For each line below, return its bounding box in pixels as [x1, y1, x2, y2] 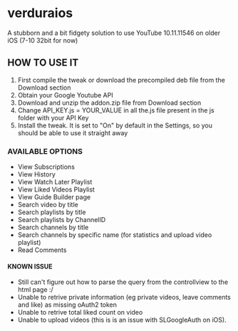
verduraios [7, 5, 73, 21]
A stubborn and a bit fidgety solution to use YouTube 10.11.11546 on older [7, 28, 221, 37]
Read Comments [17, 246, 67, 254]
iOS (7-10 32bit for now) [7, 36, 78, 44]
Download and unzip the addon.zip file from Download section [17, 98, 202, 107]
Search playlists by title [17, 208, 86, 216]
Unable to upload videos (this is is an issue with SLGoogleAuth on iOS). [17, 315, 227, 325]
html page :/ [17, 285, 53, 294]
